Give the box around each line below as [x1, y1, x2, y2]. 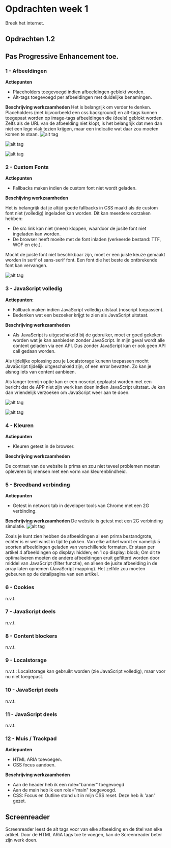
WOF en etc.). [12, 242, 42, 248]
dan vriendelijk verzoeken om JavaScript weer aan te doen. [5, 389, 130, 395]
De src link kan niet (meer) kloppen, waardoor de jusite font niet [12, 225, 147, 232]
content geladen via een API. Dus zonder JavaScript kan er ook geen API [12, 342, 166, 349]
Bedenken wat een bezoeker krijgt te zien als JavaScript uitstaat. [12, 312, 149, 318]
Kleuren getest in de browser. [12, 443, 75, 449]
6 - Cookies [5, 584, 35, 591]
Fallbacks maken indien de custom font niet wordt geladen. [12, 185, 137, 191]
